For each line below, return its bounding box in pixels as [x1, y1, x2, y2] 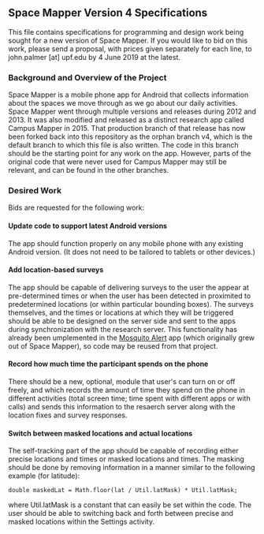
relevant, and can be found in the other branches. [8, 166, 169, 175]
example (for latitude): [8, 471, 80, 480]
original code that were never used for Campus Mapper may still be [8, 157, 227, 166]
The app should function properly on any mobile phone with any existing [8, 238, 244, 248]
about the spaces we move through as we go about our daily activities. [8, 99, 238, 108]
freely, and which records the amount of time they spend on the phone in [8, 386, 246, 395]
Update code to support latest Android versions [8, 221, 168, 230]
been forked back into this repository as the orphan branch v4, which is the [8, 132, 253, 141]
